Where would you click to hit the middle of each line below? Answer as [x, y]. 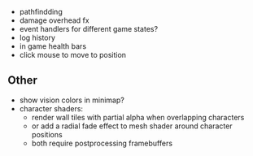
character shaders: [51, 108]
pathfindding [41, 12]
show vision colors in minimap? [72, 100]
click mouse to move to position [73, 55]
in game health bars [53, 46]
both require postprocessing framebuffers [102, 143]
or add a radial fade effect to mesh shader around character [132, 126]
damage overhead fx [55, 20]
